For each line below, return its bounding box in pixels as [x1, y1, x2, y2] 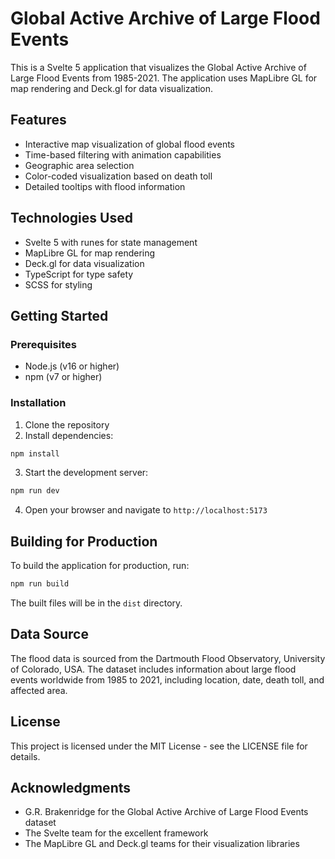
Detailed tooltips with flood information [24, 180, 186, 192]
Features [10, 112, 67, 129]
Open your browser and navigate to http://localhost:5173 [24, 504, 268, 516]
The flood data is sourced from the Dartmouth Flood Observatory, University [10, 652, 326, 664]
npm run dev [10, 486, 60, 496]
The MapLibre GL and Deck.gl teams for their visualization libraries [24, 838, 300, 850]
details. [10, 750, 41, 762]
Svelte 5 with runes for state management [24, 236, 198, 248]
